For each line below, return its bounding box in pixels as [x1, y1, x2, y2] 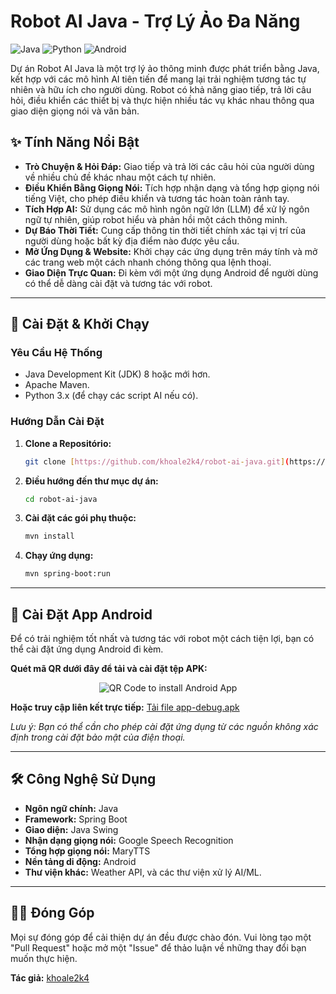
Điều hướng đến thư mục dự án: [24, 475, 159, 487]
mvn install [24, 531, 75, 542]
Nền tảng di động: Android [24, 855, 137, 867]
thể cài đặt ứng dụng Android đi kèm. [10, 643, 164, 655]
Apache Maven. [24, 379, 90, 391]
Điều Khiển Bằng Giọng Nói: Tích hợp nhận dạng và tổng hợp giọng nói [24, 181, 320, 194]
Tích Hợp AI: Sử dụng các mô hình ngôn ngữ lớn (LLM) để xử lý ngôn [24, 203, 310, 215]
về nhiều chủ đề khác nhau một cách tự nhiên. [24, 171, 217, 183]
